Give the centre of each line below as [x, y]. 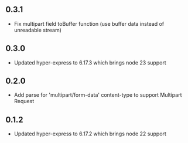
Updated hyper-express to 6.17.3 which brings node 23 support [90, 62]
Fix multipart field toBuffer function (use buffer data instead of [89, 23]
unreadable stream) [38, 30]
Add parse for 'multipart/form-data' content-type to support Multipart [98, 95]
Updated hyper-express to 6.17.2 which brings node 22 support [90, 134]
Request [24, 101]
